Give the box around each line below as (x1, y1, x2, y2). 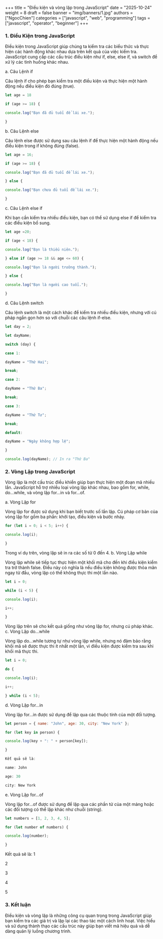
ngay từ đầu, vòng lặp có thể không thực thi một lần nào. (5, 570, 119, 575)
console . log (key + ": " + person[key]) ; (5, 739, 89, 744)
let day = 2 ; (5, 324, 32, 329)
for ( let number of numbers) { (5, 824, 69, 829)
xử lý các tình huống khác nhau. (5, 59, 70, 65)
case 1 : (5, 350, 21, 356)
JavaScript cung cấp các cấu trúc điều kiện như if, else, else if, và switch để (5, 54, 158, 60)
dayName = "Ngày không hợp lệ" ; (5, 439, 71, 444)
